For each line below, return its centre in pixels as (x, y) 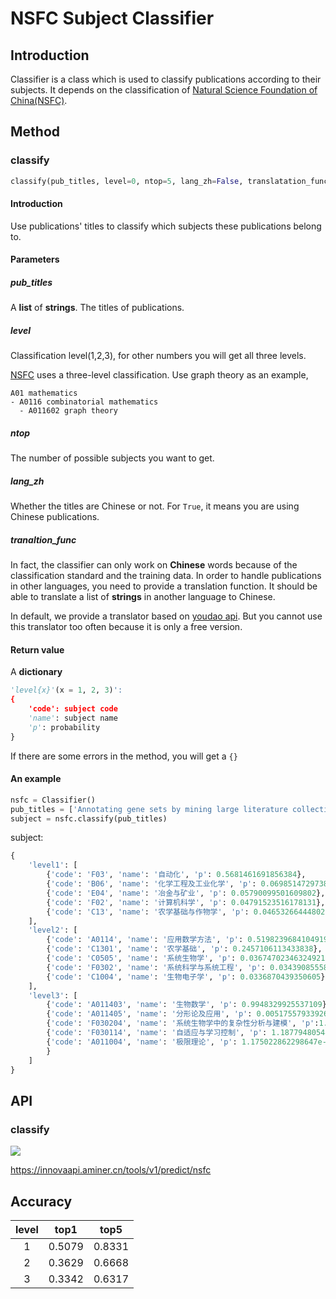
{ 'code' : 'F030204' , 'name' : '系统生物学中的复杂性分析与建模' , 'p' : (183, 1023)
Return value (37, 649)
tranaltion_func (43, 539)
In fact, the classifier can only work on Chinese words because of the (154, 565)
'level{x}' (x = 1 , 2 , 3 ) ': (66, 690)
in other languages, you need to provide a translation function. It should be (164, 586)
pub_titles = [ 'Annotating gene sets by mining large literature (149, 809)
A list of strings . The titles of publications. (97, 308)
